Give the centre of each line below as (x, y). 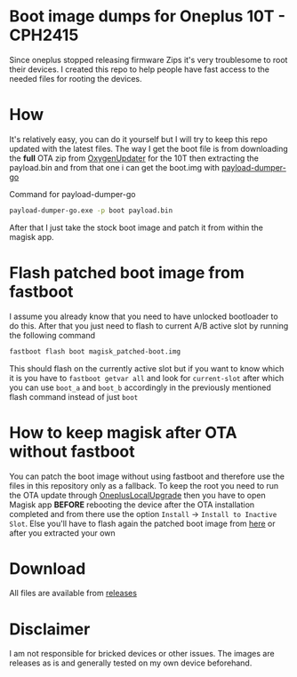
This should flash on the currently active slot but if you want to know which (147, 368)
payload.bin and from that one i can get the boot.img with (114, 167)
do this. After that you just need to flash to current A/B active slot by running (149, 325)
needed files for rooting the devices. (76, 78)
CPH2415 (44, 35)
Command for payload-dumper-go (72, 194)
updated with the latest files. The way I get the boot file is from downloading (149, 148)
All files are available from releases (73, 593)
